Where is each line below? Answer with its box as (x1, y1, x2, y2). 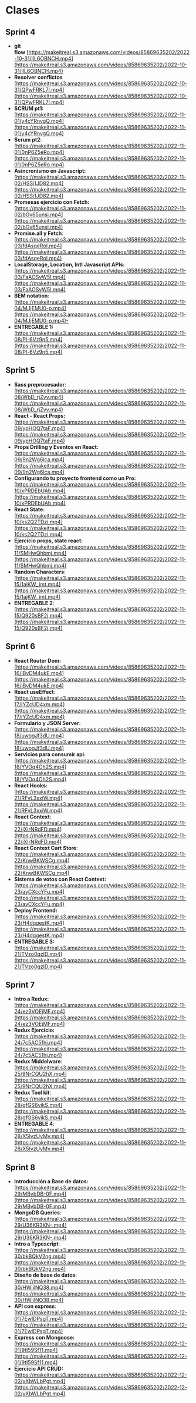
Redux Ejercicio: (13, 1026, 55, 1034)
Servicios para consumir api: (13, 750, 86, 758)
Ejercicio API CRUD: (13, 1365, 64, 1372)
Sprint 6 (5, 642, 36, 652)
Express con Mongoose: (13, 1334, 75, 1341)
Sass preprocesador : (13, 381, 67, 388)
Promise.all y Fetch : (13, 230, 64, 237)
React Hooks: (13, 782, 48, 789)
